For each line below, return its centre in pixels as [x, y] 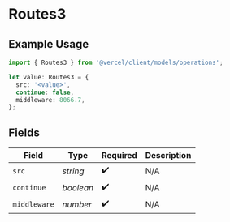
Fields [24, 132]
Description [168, 156]
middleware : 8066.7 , [50, 100]
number [77, 204]
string [73, 171]
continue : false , [45, 92]
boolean [78, 187]
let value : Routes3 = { [49, 77]
